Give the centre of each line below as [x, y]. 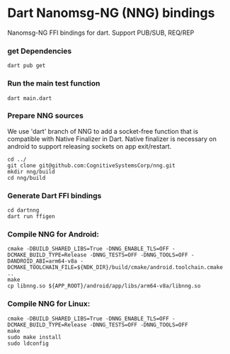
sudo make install [34, 337]
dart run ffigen [31, 217]
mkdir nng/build [31, 171]
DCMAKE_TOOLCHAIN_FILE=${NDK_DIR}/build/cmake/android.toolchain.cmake [115, 268]
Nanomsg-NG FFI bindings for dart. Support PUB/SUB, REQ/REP [101, 33]
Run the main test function [54, 84]
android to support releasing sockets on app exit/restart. [90, 146]
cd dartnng [23, 210]
